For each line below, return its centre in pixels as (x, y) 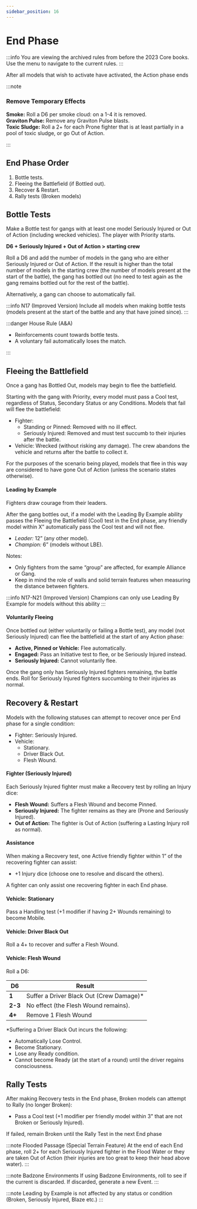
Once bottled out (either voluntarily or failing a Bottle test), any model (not (96, 630)
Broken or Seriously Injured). (49, 1123)
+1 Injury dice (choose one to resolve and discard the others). (89, 873)
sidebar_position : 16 (33, 12)
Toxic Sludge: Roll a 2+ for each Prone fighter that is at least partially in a (95, 127)
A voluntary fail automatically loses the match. (70, 341)
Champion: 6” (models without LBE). (59, 544)
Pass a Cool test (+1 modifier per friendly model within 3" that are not (98, 1116)
